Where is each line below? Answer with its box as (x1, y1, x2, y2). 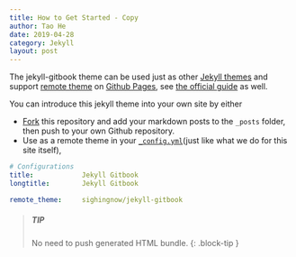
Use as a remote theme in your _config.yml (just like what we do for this (22, 135, 288, 146)
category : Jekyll (9, 38, 75, 48)
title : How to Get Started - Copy (9, 13, 139, 23)
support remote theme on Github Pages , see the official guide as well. (9, 81, 268, 92)
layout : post (9, 47, 58, 56)
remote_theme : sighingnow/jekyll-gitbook (9, 195, 183, 204)
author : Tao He (9, 22, 67, 31)
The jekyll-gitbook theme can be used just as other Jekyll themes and (9, 71, 268, 82)
